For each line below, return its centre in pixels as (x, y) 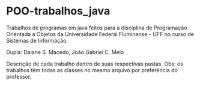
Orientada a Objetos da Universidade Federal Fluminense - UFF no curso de (100, 34)
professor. (19, 76)
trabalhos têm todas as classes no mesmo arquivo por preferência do (92, 70)
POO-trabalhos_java (58, 11)
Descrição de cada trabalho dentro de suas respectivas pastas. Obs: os (95, 64)
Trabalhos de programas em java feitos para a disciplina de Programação (97, 28)
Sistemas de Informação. (37, 40)
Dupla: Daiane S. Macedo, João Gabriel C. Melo (65, 52)
